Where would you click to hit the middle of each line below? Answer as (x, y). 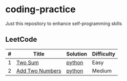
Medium (102, 71)
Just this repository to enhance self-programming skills (63, 23)
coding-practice (40, 9)
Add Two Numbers (39, 71)
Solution (77, 53)
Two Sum (28, 62)
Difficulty (104, 53)
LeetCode (21, 39)
